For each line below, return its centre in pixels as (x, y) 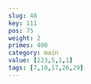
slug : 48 (23, 16)
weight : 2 (25, 38)
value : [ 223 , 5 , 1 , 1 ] (41, 61)
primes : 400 (28, 46)
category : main (34, 53)
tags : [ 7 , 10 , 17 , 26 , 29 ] (46, 68)
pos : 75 (21, 30)
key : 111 (23, 23)
